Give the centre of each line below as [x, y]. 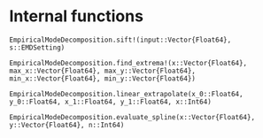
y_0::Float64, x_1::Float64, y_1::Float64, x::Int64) [111, 102]
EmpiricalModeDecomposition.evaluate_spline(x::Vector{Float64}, [132, 117]
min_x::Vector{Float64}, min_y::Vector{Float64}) [103, 78]
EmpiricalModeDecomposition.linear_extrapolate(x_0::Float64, [126, 94]
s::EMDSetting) [37, 47]
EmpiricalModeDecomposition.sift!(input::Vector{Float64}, [120, 40]
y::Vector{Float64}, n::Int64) [67, 125]
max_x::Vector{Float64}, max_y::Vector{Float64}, [103, 71]
